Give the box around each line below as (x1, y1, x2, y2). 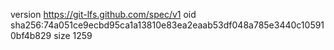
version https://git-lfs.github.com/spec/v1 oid (10, 9, 197, 20)
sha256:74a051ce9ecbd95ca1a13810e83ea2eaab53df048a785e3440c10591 (10, 19, 325, 31)
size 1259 (53, 30, 93, 41)
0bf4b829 (10, 30, 52, 41)
